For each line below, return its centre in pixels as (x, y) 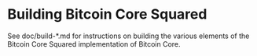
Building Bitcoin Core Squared (107, 14)
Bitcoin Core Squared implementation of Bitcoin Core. (94, 44)
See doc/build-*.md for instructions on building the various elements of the (128, 36)
